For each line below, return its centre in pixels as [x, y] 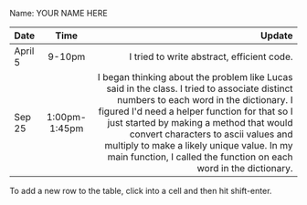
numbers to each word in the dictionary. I [205, 100]
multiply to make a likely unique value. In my [199, 145]
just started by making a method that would [200, 123]
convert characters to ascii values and [211, 134]
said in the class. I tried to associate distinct [200, 88]
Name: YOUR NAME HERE [58, 13]
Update [276, 36]
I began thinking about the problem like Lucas [195, 77]
